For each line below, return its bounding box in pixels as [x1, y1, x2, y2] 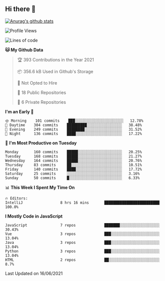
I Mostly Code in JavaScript [5, 213, 63, 219]
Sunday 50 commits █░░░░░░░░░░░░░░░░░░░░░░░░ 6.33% [5, 175, 140, 181]
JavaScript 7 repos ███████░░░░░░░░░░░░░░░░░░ [5, 223, 160, 228]
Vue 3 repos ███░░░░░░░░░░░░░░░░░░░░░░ [5, 231, 160, 236]
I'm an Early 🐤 [5, 108, 34, 114]
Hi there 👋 [5, 5, 36, 13]
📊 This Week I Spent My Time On [5, 184, 75, 190]
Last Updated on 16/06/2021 [5, 270, 63, 276]
